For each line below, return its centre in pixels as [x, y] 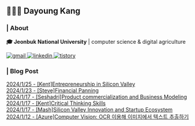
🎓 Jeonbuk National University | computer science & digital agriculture [96, 41]
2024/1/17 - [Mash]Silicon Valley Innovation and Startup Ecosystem [89, 109]
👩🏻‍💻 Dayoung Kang [43, 11]
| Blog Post [23, 71]
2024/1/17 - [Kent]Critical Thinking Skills [56, 103]
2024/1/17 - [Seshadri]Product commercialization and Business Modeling [97, 97]
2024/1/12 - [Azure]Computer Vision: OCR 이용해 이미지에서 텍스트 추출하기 [97, 116]
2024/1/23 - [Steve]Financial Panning [53, 90]
